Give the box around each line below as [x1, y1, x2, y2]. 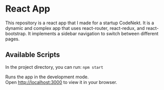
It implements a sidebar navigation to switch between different [27, 30, 158, 36]
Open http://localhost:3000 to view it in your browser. [5, 79, 118, 85]
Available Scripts [5, 51, 60, 59]
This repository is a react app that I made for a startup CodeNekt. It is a [5, 20, 154, 26]
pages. [5, 36, 20, 42]
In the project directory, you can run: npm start [5, 64, 104, 70]
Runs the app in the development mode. [5, 74, 89, 80]
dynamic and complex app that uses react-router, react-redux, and [5, 25, 145, 31]
